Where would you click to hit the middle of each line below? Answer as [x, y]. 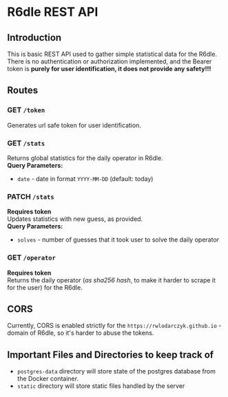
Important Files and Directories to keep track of [111, 355]
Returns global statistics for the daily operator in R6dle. [85, 158]
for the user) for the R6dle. [45, 287]
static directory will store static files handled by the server [101, 386]
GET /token [26, 110]
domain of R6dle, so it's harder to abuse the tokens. [81, 333]
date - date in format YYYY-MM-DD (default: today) [85, 178]
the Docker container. [48, 379]
